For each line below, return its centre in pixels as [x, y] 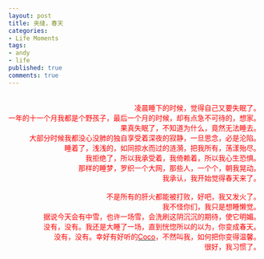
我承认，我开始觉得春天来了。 [212, 178]
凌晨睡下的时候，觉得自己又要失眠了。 [198, 107]
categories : [28, 30]
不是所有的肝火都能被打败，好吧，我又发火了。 [184, 196]
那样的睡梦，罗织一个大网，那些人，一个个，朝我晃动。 [170, 168]
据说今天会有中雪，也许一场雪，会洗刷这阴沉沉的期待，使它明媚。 [152, 217]
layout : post [30, 16]
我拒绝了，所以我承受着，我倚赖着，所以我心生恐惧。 [173, 158]
